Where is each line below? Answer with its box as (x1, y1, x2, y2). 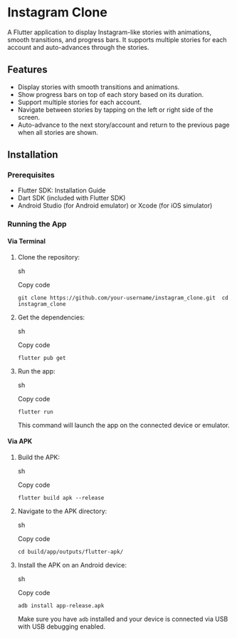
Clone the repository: (17, 252, 80, 261)
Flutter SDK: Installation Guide (17, 186, 106, 195)
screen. (17, 113, 41, 121)
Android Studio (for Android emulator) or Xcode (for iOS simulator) (17, 201, 213, 210)
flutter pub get (17, 354, 66, 361)
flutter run (17, 408, 53, 416)
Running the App (7, 219, 67, 229)
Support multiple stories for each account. (17, 98, 142, 106)
